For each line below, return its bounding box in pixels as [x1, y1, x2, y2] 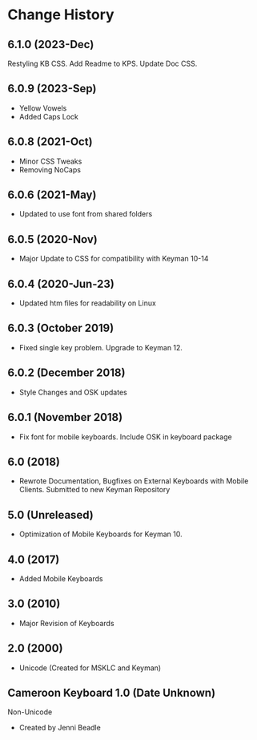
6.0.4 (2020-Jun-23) [7, 277, 115, 290]
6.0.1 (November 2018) [7, 410, 123, 424]
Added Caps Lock [18, 111, 79, 121]
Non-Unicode [7, 707, 53, 717]
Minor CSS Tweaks [18, 156, 82, 166]
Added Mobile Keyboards [18, 573, 103, 583]
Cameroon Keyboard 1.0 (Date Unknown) [7, 685, 216, 699]
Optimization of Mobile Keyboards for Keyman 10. [18, 529, 183, 539]
